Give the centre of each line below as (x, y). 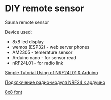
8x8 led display (28, 42)
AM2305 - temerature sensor (42, 52)
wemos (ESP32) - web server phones (51, 47)
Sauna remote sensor (27, 22)
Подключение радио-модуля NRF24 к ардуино (55, 82)
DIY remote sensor (45, 9)
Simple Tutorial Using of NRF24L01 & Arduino (52, 72)
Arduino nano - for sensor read (44, 57)
